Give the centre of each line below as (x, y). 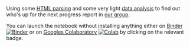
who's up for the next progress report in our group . (68, 15)
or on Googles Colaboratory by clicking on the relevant (107, 32)
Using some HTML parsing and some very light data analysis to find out (93, 8)
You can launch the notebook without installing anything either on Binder (94, 26)
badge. (15, 38)
